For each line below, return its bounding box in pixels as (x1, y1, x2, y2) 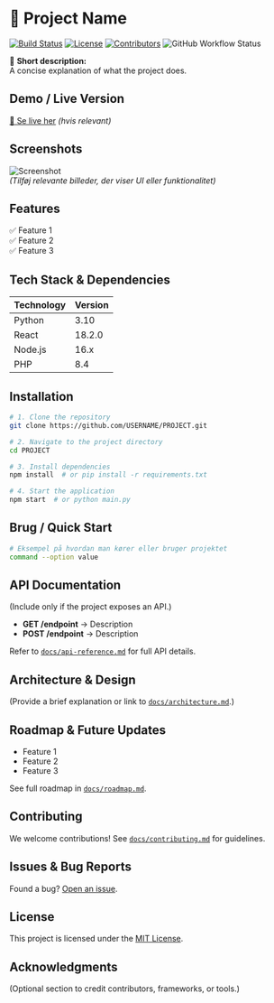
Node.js (14, 343, 47, 356)
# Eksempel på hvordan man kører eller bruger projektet (9, 543, 228, 553)
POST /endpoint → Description (22, 628, 139, 639)
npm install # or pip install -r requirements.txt (9, 470, 207, 479)
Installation (9, 388, 74, 404)
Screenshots (9, 142, 83, 157)
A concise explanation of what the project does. (9, 65, 187, 76)
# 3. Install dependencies (9, 462, 111, 471)
